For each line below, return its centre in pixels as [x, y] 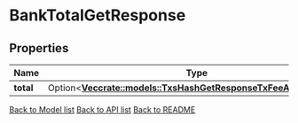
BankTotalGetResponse [98, 15]
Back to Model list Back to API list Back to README [102, 110]
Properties [39, 48]
